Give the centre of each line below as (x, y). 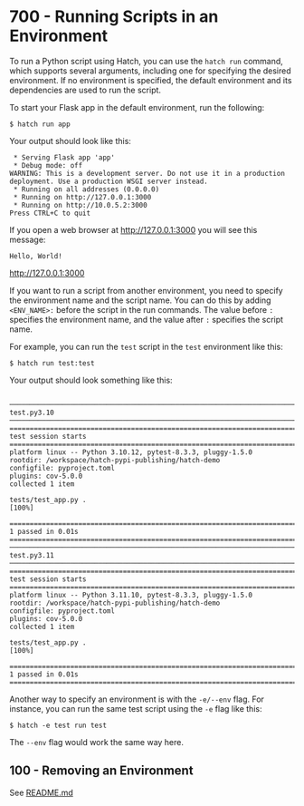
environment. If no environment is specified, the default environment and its (151, 80)
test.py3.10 (32, 413)
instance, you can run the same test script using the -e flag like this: (136, 708)
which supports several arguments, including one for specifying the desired (150, 71)
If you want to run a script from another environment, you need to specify (146, 290)
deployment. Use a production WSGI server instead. (109, 181)
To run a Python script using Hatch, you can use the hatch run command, (146, 61)
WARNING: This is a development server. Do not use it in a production (147, 173)
